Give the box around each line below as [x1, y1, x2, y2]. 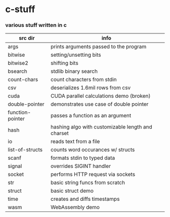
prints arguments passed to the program [50, 43, 147, 50]
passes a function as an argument [50, 112, 132, 119]
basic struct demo [50, 187, 94, 194]
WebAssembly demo [50, 204, 100, 211]
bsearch [8, 68, 28, 75]
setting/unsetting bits [50, 52, 101, 59]
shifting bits [50, 60, 78, 67]
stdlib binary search [50, 68, 98, 75]
